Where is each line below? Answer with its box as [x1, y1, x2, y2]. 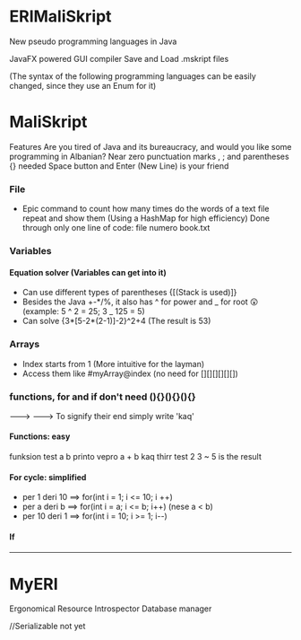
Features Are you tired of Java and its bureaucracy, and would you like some [9, 141, 292, 152]
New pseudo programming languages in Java [9, 36, 177, 47]
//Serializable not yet [9, 621, 86, 632]
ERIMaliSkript [9, 6, 112, 27]
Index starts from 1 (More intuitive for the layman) [21, 358, 205, 369]
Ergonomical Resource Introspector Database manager [9, 603, 212, 614]
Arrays [9, 338, 40, 351]
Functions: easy [9, 431, 71, 442]
